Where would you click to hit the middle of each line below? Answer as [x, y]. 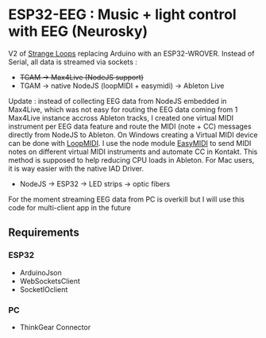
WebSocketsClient [50, 281]
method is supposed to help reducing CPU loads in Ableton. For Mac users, [131, 159]
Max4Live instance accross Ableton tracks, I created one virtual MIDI [121, 117]
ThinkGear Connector [55, 327]
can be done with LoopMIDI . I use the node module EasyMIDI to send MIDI [130, 143]
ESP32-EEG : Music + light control [122, 15]
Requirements [44, 233]
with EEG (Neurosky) [78, 31]
